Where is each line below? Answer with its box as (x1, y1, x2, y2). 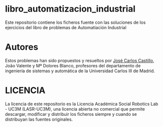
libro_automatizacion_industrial (5, 3, 136, 15)
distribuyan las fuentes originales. (5, 116, 73, 122)
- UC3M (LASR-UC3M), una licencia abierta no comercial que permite (5, 106, 145, 112)
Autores (5, 42, 38, 53)
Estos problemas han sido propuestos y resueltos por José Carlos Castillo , (5, 57, 155, 63)
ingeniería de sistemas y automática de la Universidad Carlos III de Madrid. (5, 68, 155, 74)
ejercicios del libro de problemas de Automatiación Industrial (5, 24, 127, 30)
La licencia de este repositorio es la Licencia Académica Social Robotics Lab (5, 101, 159, 107)
